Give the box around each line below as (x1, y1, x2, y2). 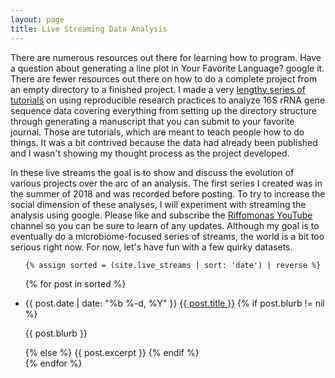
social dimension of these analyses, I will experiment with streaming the (10, 198, 307, 210)
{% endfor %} (24, 357, 83, 369)
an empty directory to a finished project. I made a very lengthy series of (10, 83, 306, 95)
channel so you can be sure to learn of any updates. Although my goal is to (10, 219, 320, 231)
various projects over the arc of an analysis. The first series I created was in (10, 177, 323, 189)
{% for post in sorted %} (24, 277, 127, 290)
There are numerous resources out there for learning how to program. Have (10, 51, 322, 63)
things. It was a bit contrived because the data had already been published (10, 136, 318, 148)
